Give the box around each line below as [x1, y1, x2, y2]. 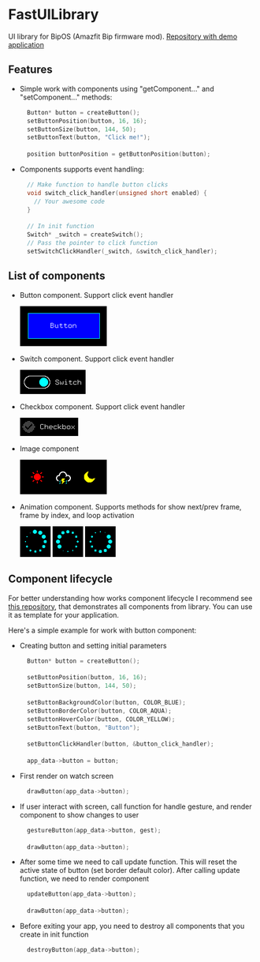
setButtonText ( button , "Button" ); [27, 723, 140, 731]
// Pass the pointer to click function [27, 239, 158, 247]
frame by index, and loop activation [19, 510, 135, 520]
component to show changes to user [19, 810, 139, 819]
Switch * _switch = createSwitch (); [27, 231, 144, 239]
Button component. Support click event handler [19, 290, 174, 299]
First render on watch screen [19, 771, 114, 780]
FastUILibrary [8, 6, 99, 24]
